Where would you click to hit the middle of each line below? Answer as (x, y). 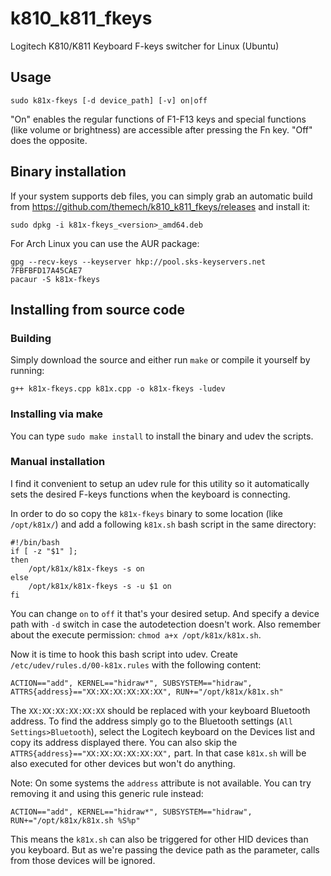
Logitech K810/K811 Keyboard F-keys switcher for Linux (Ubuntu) (145, 46)
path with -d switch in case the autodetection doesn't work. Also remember (166, 624)
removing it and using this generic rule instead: (107, 793)
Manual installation (58, 462)
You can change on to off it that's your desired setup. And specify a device (165, 613)
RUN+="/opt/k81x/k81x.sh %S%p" (75, 820)
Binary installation (68, 172)
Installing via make (57, 414)
